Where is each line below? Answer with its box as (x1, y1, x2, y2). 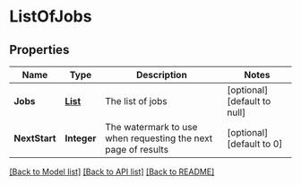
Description (135, 69, 188, 81)
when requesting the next (105, 132, 213, 145)
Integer (64, 132, 97, 145)
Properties (9, 42, 70, 57)
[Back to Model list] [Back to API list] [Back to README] (9, 166, 215, 177)
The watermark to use (105, 121, 198, 133)
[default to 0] (227, 137, 283, 150)
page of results (105, 144, 168, 155)
